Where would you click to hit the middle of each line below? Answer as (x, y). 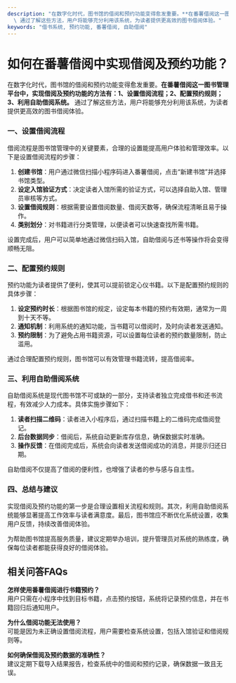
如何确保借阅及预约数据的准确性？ (57, 655)
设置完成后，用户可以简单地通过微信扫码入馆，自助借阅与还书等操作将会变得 (118, 239)
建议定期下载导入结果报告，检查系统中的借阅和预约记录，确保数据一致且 (112, 664)
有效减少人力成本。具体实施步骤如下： (75, 404)
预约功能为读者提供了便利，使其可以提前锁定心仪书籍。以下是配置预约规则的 (118, 284)
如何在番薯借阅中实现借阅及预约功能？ (118, 64)
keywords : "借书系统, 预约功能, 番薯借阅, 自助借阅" (78, 27)
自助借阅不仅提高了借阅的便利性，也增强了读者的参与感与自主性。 (103, 470)
